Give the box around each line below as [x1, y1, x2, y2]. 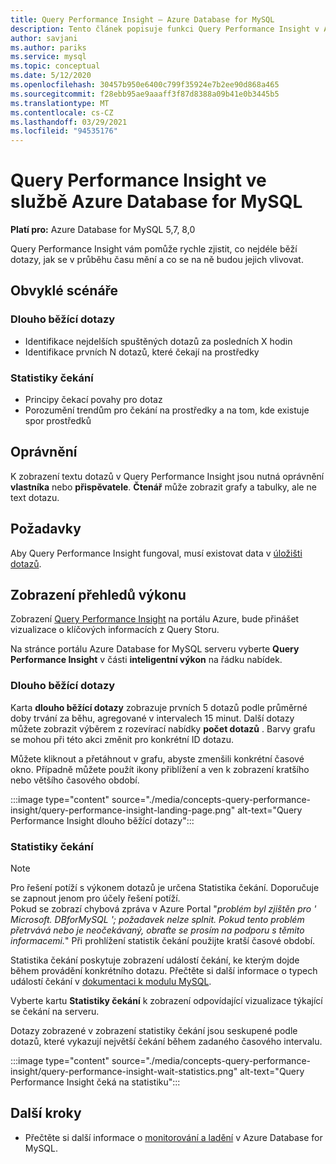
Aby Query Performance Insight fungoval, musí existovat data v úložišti [10, 547, 303, 559]
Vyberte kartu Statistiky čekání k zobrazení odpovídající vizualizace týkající [10, 995, 323, 1007]
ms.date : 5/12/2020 [10, 71, 92, 81]
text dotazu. [10, 491, 60, 503]
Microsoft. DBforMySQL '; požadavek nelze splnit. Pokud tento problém [10, 914, 305, 926]
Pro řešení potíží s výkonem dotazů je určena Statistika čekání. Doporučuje [10, 882, 320, 894]
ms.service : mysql [10, 52, 87, 62]
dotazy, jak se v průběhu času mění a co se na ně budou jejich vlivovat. [10, 254, 304, 266]
